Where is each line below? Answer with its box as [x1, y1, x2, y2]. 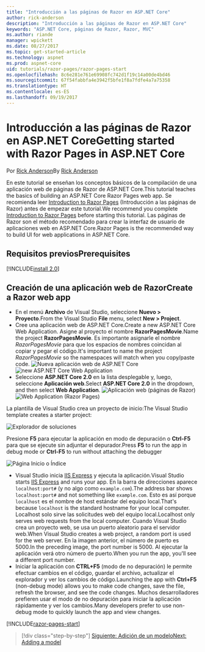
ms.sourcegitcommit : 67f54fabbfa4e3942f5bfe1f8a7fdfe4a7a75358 [6, 77, 171, 83]
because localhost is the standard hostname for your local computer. [15, 504, 190, 512]
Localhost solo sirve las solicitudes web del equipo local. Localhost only [15, 511, 195, 518]
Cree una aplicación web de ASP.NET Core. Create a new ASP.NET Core [15, 321, 196, 329]
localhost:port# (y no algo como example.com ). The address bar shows [15, 485, 193, 492]
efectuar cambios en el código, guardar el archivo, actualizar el [15, 569, 174, 577]
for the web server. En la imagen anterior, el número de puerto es [15, 537, 179, 544]
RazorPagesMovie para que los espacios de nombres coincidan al [15, 341, 182, 348]
